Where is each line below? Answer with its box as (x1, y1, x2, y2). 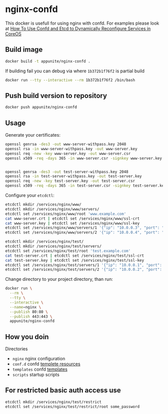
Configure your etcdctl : (5, 192, 55, 198)
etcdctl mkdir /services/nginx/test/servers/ (5, 244, 101, 249)
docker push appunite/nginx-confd (5, 105, 77, 110)
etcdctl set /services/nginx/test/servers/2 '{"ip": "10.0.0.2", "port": (5, 267, 162, 272)
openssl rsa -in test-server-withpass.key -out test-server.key (5, 174, 142, 179)
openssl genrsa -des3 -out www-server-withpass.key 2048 (5, 142, 126, 147)
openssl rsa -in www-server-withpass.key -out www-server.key (5, 146, 137, 151)
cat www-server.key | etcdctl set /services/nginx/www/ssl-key (5, 221, 140, 226)
